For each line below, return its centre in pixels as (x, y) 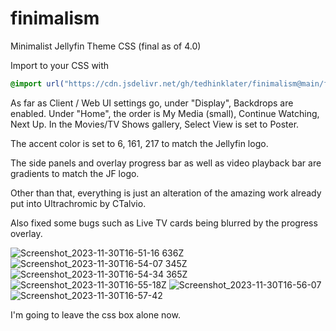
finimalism (55, 18)
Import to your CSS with (60, 65)
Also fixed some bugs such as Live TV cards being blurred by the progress (164, 223)
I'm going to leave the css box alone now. (95, 314)
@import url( (37, 83)
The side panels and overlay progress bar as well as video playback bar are (166, 163)
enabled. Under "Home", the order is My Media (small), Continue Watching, (165, 113)
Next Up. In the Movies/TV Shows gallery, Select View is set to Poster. (155, 124)
